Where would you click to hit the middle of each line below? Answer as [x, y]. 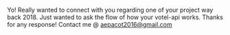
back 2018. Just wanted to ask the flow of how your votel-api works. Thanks [115, 17]
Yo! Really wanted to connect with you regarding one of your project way [110, 10]
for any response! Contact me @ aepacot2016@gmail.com [90, 24]
